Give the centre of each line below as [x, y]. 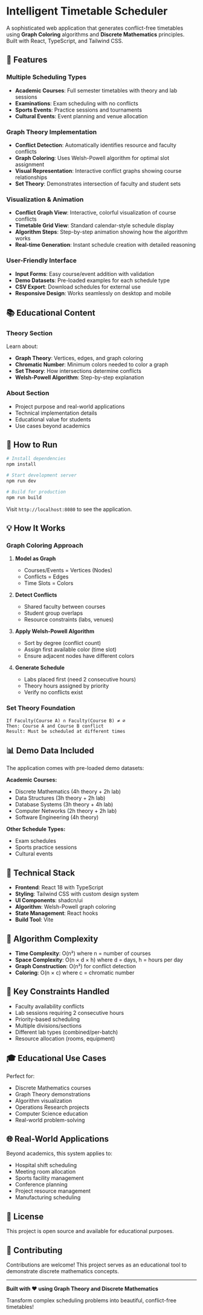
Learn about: [22, 346]
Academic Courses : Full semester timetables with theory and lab [96, 90]
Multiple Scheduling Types [46, 77]
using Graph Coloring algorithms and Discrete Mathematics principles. [95, 34]
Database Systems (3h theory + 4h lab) [64, 805]
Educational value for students [53, 419]
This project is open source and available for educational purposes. [90, 1231]
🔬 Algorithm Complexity [52, 939]
